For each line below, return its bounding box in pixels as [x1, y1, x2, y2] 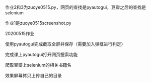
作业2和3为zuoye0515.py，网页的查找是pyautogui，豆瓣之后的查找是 [5, 4, 147, 10]
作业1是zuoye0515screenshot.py [5, 20, 72, 26]
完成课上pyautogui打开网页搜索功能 [5, 51, 78, 57]
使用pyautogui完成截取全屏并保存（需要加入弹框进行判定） [5, 41, 126, 47]
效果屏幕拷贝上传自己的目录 [5, 73, 62, 78]
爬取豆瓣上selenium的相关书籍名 [5, 62, 72, 68]
